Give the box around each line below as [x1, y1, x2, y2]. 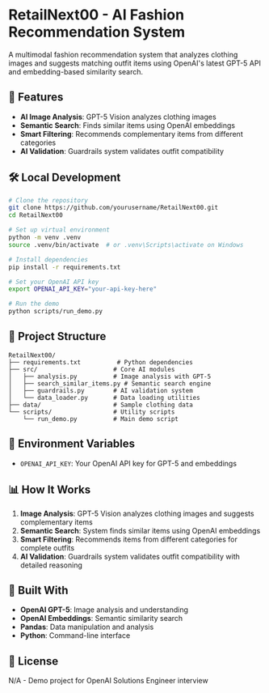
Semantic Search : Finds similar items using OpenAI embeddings [19, 120, 236, 130]
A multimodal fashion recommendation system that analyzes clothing [8, 49, 238, 59]
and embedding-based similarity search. [8, 66, 144, 76]
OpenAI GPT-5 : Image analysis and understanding [19, 605, 188, 614]
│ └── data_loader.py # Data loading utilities [8, 393, 200, 402]
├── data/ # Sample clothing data [8, 401, 194, 409]
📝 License [8, 654, 59, 668]
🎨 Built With [8, 583, 69, 597]
